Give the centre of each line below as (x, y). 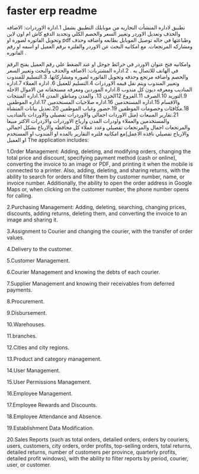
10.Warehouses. (26, 324)
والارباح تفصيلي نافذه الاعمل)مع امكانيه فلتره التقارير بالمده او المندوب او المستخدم (98, 133)
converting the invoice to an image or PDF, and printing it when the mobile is (100, 164)
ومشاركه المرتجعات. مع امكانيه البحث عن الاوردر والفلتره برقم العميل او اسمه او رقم (100, 46)
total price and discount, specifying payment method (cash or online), (92, 157)
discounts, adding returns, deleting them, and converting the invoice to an (97, 213)
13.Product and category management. (54, 359)
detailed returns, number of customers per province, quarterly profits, (92, 452)
